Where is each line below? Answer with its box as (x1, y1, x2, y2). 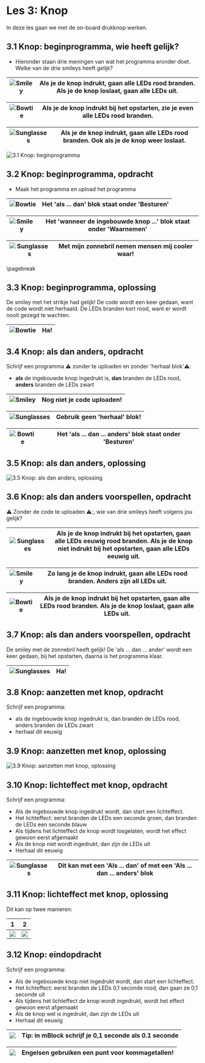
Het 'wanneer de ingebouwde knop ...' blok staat (45, 217, 190, 225)
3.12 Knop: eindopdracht (6, 949, 102, 960)
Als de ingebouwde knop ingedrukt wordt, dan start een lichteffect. (15, 808, 184, 816)
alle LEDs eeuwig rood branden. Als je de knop (54, 536, 193, 545)
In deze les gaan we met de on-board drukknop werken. (6, 24, 148, 31)
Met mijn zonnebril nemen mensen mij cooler (58, 242, 193, 250)
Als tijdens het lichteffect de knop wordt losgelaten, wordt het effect (15, 827, 187, 835)
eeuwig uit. (107, 552, 140, 560)
